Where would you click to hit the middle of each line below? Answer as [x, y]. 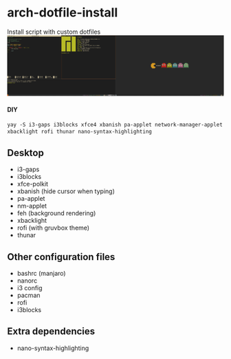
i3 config [30, 288]
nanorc [27, 281]
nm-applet [32, 206]
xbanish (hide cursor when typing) [66, 191]
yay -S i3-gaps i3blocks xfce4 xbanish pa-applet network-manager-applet [115, 125]
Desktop [26, 153]
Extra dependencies [51, 331]
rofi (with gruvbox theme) [53, 228]
